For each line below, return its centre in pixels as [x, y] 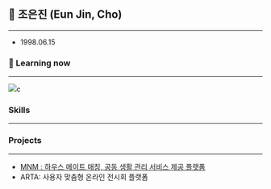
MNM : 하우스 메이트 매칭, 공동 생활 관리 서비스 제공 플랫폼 [113, 166]
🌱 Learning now [40, 63]
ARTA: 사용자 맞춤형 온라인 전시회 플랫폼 [84, 177]
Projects [25, 141]
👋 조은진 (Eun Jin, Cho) [65, 15]
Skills [19, 110]
